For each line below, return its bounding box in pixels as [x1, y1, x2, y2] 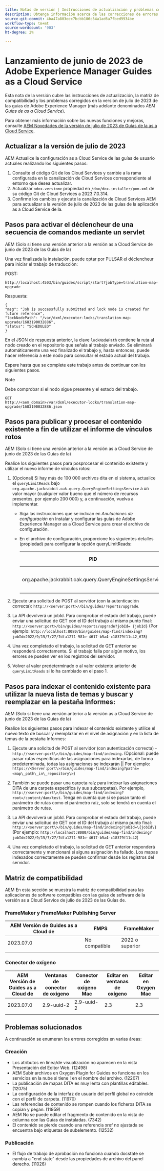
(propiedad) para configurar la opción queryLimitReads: [19, 541, 132, 547]
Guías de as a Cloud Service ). [5, 108, 65, 114]
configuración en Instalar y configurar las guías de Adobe [19, 516, 136, 522]
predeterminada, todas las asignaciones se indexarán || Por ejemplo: [12, 761, 150, 767]
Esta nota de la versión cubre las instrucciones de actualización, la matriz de [5, 92, 159, 98]
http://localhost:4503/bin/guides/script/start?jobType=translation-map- [5, 280, 159, 285]
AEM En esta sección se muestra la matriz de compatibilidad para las [5, 887, 144, 893]
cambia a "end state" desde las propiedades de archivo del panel [12, 1156, 144, 1162]
